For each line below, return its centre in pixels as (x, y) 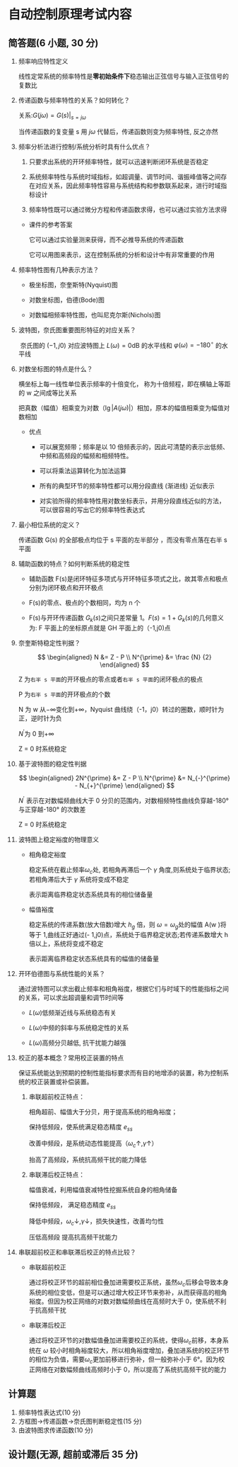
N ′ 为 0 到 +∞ (36, 733)
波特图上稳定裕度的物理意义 (59, 839)
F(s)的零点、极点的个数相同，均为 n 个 (84, 603)
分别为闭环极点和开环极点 (66, 588)
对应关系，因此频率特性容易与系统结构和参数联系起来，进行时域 (128, 186)
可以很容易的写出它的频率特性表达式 (92, 510)
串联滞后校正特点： (57, 1174)
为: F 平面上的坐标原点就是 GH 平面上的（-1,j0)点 (100, 628)
